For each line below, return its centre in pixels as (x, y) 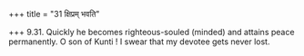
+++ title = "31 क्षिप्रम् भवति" (54, 14)
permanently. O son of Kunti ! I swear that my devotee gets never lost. (139, 42)
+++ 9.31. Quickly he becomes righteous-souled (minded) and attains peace (152, 32)
